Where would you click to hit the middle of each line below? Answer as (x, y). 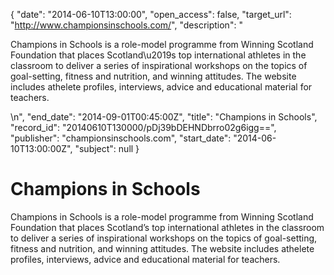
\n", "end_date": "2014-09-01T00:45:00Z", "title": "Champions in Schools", (164, 117)
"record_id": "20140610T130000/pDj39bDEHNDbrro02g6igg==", (143, 127)
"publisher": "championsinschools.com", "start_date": (121, 138)
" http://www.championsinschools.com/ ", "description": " (126, 25)
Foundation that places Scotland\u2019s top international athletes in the (158, 55)
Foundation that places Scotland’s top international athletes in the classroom (167, 227)
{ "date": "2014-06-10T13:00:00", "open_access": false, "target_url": (151, 14)
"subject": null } (107, 148)
